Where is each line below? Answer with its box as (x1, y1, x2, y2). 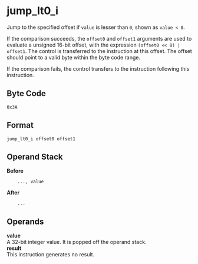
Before (6, 167, 24, 174)
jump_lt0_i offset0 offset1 (6, 136, 76, 142)
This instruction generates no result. (6, 251, 95, 258)
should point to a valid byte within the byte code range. (6, 54, 141, 61)
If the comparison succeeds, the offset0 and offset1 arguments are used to (6, 35, 192, 42)
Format (6, 120, 34, 130)
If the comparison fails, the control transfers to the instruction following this (6, 65, 190, 72)
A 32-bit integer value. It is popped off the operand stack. (6, 239, 147, 246)
